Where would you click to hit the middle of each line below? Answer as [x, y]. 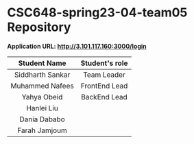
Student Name [42, 63]
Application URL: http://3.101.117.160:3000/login [77, 46]
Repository [39, 27]
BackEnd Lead [105, 97]
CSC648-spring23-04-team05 [97, 13]
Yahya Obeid [42, 97]
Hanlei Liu [42, 108]
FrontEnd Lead [104, 86]
